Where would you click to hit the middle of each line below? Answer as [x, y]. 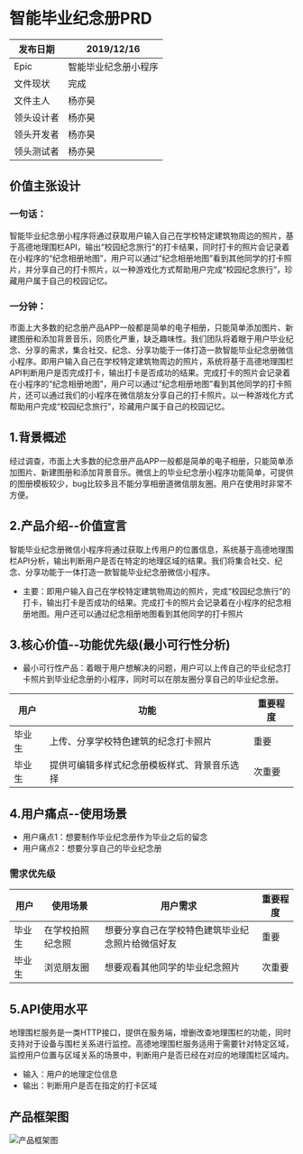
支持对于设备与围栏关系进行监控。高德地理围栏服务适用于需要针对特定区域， [151, 1044]
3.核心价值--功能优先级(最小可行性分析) [120, 644]
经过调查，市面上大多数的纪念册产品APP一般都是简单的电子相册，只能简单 [147, 461]
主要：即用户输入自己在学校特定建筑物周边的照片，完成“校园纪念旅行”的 [156, 591]
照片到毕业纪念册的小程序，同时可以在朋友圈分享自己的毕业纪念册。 [157, 679]
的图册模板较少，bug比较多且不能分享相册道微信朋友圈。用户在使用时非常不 [151, 483]
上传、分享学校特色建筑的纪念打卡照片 [131, 742]
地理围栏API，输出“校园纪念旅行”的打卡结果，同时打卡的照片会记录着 [161, 247]
